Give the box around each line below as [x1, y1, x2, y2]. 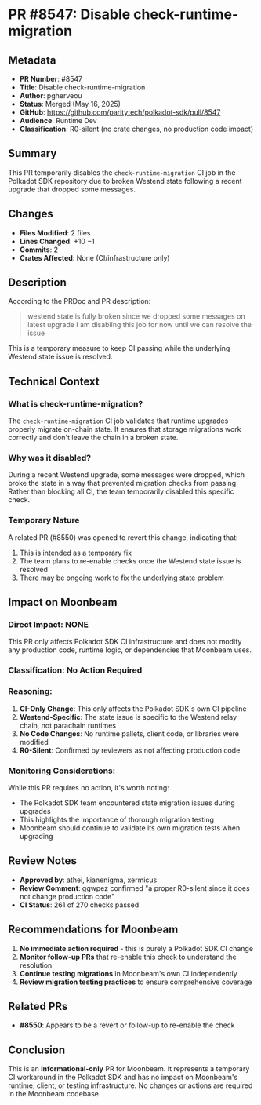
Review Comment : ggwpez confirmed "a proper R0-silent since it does [19, 883, 250, 892]
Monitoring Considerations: [8, 765, 116, 776]
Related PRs [8, 999, 68, 1013]
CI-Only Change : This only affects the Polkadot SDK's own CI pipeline [19, 704, 247, 713]
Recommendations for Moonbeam [8, 923, 179, 936]
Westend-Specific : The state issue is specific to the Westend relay [19, 712, 237, 721]
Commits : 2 [19, 245, 59, 254]
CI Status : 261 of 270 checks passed [19, 900, 140, 910]
